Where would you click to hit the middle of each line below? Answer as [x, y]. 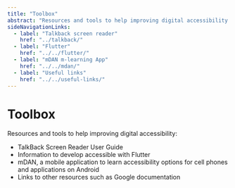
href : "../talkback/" [51, 40]
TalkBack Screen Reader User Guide [70, 147]
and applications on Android [58, 170]
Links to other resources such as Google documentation [99, 177]
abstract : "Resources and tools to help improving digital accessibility [118, 20]
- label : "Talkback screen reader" [66, 33]
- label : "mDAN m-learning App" [61, 60]
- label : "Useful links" [50, 73]
